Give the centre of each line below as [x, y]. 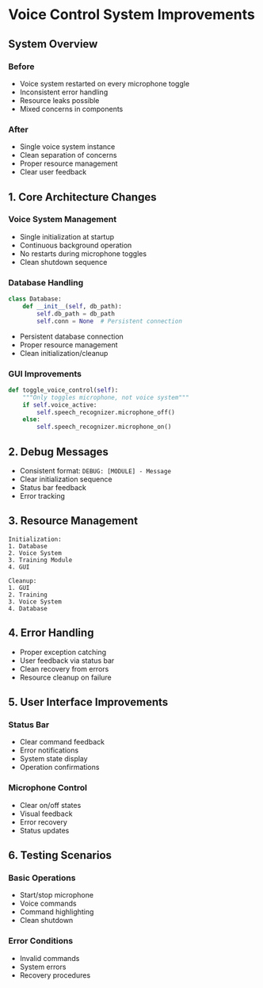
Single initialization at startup [67, 236]
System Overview [53, 44]
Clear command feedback [62, 742]
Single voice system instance [67, 147]
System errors [43, 967]
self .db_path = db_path [76, 314]
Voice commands [48, 904]
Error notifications [49, 750]
